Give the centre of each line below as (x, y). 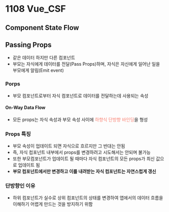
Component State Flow (42, 28)
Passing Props (28, 44)
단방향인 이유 (20, 186)
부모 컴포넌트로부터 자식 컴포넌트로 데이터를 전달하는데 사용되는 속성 (80, 96)
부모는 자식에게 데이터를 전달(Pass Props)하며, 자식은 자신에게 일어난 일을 (86, 64)
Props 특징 (18, 134)
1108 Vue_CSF (36, 9)
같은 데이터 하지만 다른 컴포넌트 (44, 58)
